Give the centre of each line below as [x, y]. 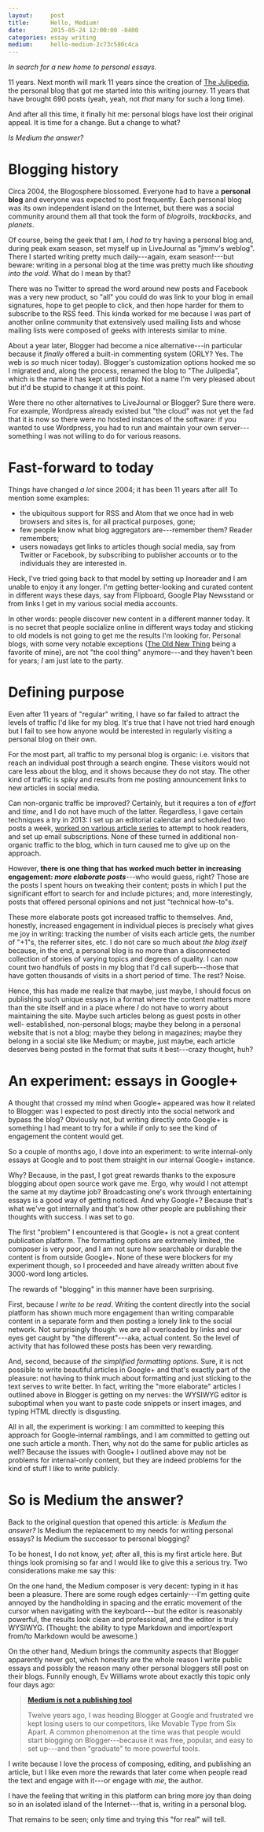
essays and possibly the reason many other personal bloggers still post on [128, 1668]
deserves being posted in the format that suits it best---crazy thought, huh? [131, 1049]
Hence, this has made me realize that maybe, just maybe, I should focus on [130, 991]
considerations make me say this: [62, 1570]
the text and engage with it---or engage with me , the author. [106, 1780]
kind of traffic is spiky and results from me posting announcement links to [127, 779]
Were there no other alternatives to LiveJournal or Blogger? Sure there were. [132, 403]
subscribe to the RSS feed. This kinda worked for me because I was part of [130, 314]
